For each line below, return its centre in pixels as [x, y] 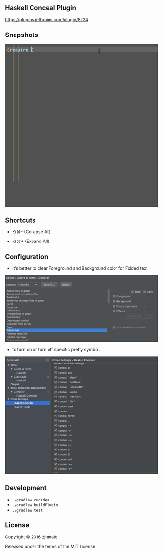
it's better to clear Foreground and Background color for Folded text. [80, 268]
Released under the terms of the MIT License [50, 546]
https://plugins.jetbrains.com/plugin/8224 [47, 19]
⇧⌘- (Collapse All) [31, 232]
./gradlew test [27, 510]
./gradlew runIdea [31, 500]
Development [26, 488]
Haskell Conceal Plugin [41, 8]
